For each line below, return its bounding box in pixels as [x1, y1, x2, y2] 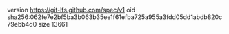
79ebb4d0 [7, 20, 37, 28]
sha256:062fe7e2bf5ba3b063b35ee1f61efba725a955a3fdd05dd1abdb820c [7, 13, 223, 21]
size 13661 [38, 20, 68, 28]
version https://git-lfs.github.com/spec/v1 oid [7, 6, 136, 14]
